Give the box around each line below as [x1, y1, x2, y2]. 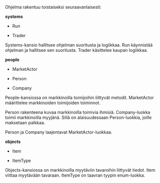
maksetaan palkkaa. [5, 120, 45, 125]
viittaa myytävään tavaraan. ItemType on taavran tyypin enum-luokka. [5, 172, 145, 178]
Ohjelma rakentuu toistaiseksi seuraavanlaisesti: [5, 4, 101, 10]
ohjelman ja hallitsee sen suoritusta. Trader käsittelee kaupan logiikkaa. [5, 47, 148, 53]
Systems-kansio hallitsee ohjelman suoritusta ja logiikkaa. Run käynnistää [5, 42, 153, 48]
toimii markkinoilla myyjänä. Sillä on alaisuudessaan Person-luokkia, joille [5, 114, 152, 120]
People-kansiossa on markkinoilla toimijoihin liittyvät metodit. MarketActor [5, 95, 154, 100]
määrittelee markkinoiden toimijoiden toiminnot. [5, 100, 101, 106]
